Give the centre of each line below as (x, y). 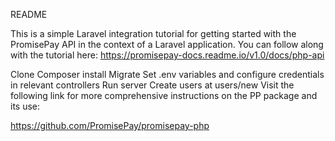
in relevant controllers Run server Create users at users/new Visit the (152, 85)
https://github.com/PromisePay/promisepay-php (110, 125)
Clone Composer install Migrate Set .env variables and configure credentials (167, 74)
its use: (25, 106)
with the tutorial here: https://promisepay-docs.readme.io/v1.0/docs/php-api (167, 55)
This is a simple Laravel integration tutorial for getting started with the (153, 33)
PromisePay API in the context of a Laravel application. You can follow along (167, 44)
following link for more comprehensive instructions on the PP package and (164, 95)
